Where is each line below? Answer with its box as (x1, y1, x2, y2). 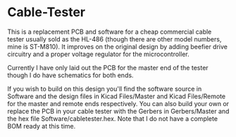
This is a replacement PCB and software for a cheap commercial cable (7, 27, 212, 36)
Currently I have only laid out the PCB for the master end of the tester (7, 63, 209, 72)
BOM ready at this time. (7, 122, 76, 130)
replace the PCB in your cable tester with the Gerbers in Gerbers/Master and (7, 107, 230, 115)
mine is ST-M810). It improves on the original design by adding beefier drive (7, 42, 228, 51)
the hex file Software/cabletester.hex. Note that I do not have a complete (7, 114, 218, 123)
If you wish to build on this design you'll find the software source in (7, 84, 202, 93)
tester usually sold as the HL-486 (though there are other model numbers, (7, 34, 222, 43)
